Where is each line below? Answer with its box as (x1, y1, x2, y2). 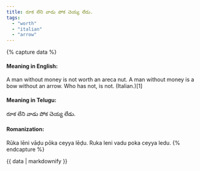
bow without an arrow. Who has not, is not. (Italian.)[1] (6, 82, 143, 90)
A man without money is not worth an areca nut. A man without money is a (6, 76, 194, 83)
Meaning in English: (6, 62, 58, 70)
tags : (6, 15, 20, 21)
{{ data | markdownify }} (6, 157, 68, 165)
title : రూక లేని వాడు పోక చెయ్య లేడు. (6, 9, 93, 15)
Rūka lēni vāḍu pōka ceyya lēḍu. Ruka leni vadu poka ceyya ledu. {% (6, 139, 180, 147)
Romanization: (6, 126, 45, 133)
